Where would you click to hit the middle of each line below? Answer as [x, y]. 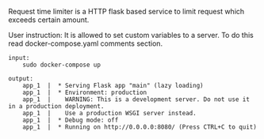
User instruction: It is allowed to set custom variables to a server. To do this [131, 35]
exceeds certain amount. [49, 20]
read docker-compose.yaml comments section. [86, 43]
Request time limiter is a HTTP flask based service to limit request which [126, 11]
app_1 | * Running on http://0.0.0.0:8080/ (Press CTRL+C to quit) [140, 127]
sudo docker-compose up [62, 65]
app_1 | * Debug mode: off [71, 120]
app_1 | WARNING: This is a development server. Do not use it [136, 100]
